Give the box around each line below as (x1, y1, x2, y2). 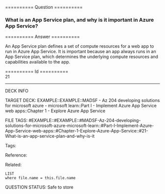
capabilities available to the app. (5, 59, 70, 65)
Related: (5, 162, 22, 168)
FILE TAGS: (5, 118, 28, 124)
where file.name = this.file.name (5, 176, 76, 181)
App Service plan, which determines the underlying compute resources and (5, 54, 159, 60)
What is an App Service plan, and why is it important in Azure (5, 16, 154, 23)
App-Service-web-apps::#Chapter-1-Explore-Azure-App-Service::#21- (5, 128, 148, 134)
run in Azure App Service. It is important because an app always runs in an (5, 49, 156, 55)
